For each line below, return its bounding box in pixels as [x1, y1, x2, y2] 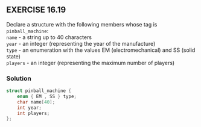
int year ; [17, 105, 42, 111]
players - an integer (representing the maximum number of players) [6, 59, 175, 66]
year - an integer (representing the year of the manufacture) [6, 40, 156, 47]
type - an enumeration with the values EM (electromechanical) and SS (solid [6, 46, 196, 54]
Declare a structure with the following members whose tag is [6, 20, 158, 28]
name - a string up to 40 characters [6, 33, 92, 41]
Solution [6, 74, 32, 82]
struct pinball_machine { [6, 88, 71, 94]
